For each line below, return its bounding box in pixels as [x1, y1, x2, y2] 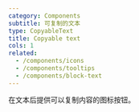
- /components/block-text [15, 72, 103, 80]
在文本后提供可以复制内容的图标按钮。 [8, 94, 135, 105]
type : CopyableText [8, 27, 74, 35]
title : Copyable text [8, 34, 81, 43]
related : [8, 49, 38, 57]
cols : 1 [8, 42, 35, 50]
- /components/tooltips [15, 64, 95, 73]
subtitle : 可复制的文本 [8, 19, 80, 27]
